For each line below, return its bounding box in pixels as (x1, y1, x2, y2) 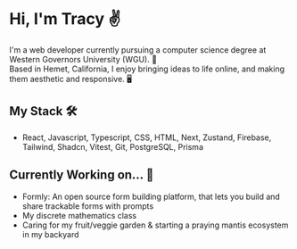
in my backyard (21, 228, 79, 239)
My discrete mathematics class (21, 210, 137, 220)
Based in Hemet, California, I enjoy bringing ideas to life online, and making (9, 63, 285, 74)
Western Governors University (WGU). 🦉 (9, 54, 158, 64)
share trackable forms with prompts (21, 200, 154, 212)
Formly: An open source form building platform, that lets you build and (21, 191, 281, 202)
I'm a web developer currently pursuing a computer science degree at (9, 44, 267, 55)
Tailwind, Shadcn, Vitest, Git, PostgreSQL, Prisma (21, 141, 203, 152)
